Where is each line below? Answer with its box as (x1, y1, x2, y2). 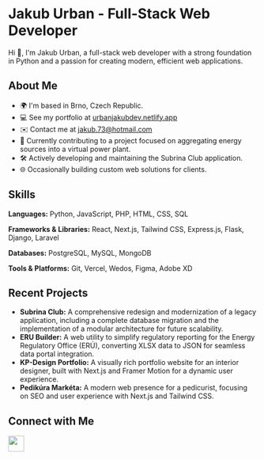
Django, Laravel (8, 233, 59, 242)
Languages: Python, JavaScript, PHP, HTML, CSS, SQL (8, 209, 189, 219)
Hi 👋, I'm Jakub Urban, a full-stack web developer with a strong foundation (8, 48, 252, 57)
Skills (8, 188, 36, 202)
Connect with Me (8, 414, 95, 428)
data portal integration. (19, 349, 95, 359)
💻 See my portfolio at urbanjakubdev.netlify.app (19, 112, 178, 122)
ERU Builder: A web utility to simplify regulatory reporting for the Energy (19, 333, 255, 342)
